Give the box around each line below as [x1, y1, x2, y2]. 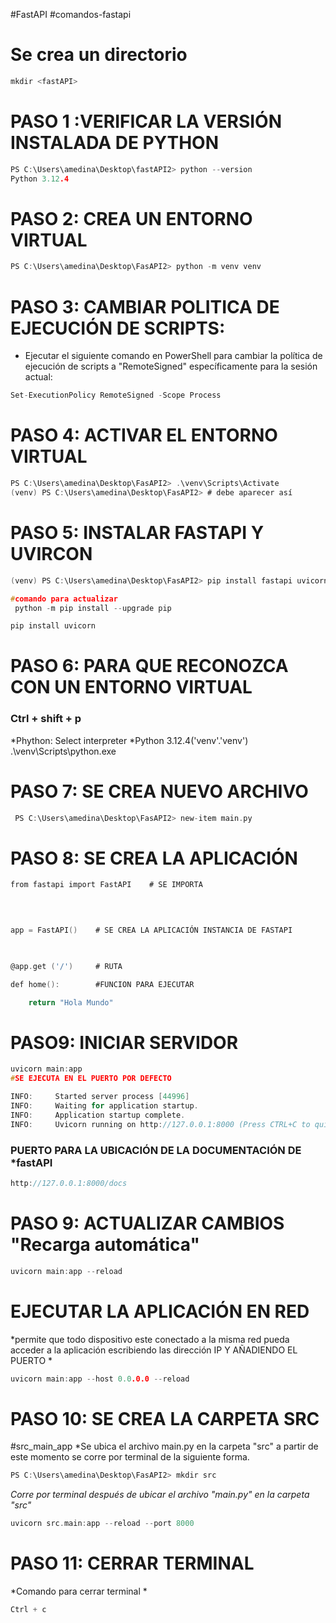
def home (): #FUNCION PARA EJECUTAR [10, 979, 195, 989]
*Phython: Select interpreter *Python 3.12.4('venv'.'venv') [10, 734, 249, 746]
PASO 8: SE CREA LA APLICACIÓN [10, 847, 298, 869]
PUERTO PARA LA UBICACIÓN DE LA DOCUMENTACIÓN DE [10, 1143, 302, 1157]
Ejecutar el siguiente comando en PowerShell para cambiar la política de [24, 350, 323, 362]
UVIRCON [10, 543, 93, 565]
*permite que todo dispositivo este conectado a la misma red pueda [10, 1333, 290, 1345]
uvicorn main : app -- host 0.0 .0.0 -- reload [10, 1374, 190, 1384]
